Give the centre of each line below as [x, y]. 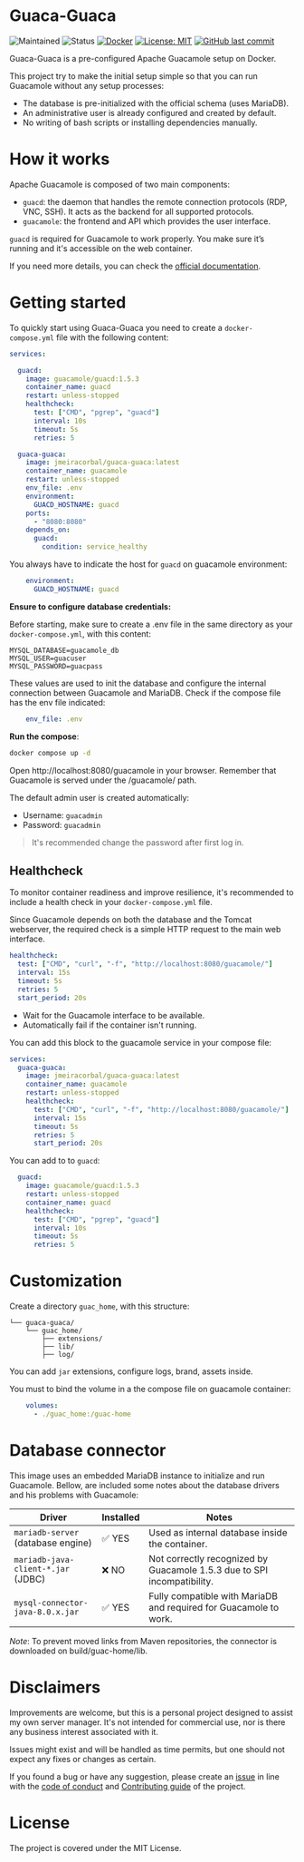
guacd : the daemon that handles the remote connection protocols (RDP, [155, 201]
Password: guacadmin [62, 824]
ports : [38, 513]
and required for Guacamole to [214, 1607]
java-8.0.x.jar [47, 1612]
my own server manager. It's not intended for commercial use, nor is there [147, 1722]
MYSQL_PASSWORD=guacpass [56, 666]
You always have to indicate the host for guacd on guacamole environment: [148, 564]
